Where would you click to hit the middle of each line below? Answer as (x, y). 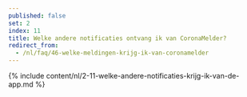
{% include (26, 76)
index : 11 (25, 30)
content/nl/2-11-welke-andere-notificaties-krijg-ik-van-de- (143, 76)
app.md (21, 84)
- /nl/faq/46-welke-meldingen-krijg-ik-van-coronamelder (112, 53)
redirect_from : (34, 46)
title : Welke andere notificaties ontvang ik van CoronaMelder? (118, 38)
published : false (37, 16)
